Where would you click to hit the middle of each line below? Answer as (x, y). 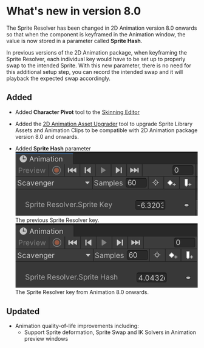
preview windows (46, 339)
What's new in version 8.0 (74, 11)
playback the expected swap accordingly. (59, 78)
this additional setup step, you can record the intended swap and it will (95, 72)
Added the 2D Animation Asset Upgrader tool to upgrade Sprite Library (104, 124)
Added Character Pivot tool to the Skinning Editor (77, 112)
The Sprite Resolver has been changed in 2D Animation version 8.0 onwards (102, 28)
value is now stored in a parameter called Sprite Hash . (74, 41)
